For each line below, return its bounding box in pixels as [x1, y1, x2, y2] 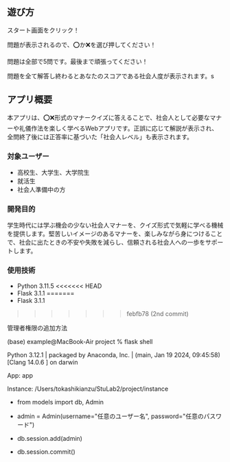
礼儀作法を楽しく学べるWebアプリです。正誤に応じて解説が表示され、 [19, 124, 218, 132]
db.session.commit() [16, 448, 76, 456]
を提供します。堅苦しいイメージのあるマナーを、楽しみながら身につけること [7, 230, 223, 238]
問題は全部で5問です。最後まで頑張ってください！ [7, 57, 148, 65]
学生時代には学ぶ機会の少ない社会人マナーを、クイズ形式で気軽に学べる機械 [7, 221, 224, 230]
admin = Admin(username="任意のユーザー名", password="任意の [16, 412, 204, 420]
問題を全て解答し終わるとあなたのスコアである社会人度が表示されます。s [7, 71, 214, 80]
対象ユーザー [7, 151, 49, 161]
